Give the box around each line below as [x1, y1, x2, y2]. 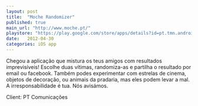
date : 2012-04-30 [6, 36, 54, 42]
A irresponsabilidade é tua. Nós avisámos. [6, 82, 108, 89]
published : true [6, 19, 46, 25]
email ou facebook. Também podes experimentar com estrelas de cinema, [6, 70, 187, 77]
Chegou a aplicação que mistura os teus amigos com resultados [6, 57, 162, 64]
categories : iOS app [6, 42, 57, 47]
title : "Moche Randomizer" [6, 14, 75, 20]
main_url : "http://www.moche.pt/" [6, 25, 91, 31]
